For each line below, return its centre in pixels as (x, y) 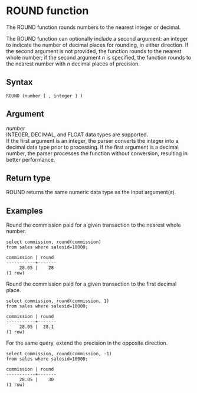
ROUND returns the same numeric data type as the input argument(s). (91, 192)
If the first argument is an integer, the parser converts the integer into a (92, 140)
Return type (29, 178)
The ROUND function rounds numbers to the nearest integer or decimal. (93, 27)
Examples (24, 211)
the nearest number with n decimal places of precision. (73, 64)
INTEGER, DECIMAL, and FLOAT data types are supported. (77, 135)
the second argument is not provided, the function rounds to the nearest (94, 51)
